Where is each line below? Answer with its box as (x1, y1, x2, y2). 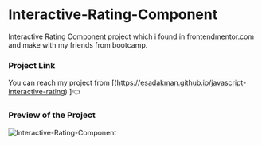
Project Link (8, 59, 56, 71)
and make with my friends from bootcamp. (8, 40, 148, 49)
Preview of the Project (8, 109, 96, 120)
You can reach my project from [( (8, 78, 117, 88)
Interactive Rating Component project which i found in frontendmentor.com (8, 32, 255, 41)
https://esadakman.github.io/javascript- (116, 78, 247, 88)
